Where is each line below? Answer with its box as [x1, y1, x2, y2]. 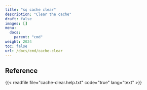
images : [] [5, 21, 28, 26]
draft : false [5, 16, 32, 21]
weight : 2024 [5, 39, 32, 44]
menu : [5, 26, 16, 30]
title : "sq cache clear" [5, 7, 56, 12]
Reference [5, 66, 38, 75]
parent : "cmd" [14, 35, 43, 40]
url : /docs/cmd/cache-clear [5, 48, 63, 53]
